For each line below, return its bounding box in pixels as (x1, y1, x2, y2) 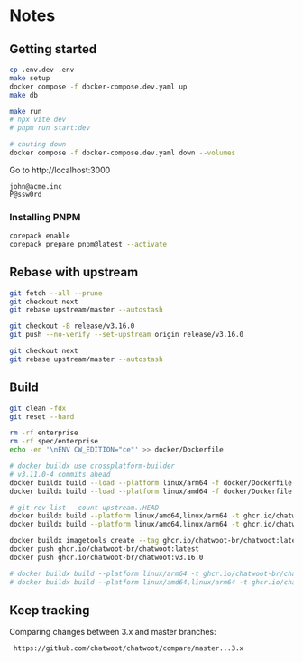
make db (9, 90, 39, 99)
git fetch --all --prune (9, 288, 103, 298)
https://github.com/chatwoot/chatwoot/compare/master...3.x (13, 644, 244, 653)
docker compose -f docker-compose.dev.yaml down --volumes (9, 148, 236, 157)
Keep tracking (9, 602, 90, 618)
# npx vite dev (9, 115, 67, 125)
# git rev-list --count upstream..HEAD (9, 503, 160, 512)
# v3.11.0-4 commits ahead (9, 470, 111, 479)
